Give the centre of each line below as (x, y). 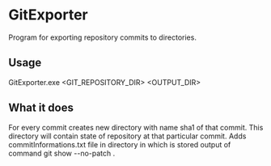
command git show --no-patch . (62, 153)
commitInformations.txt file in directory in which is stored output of (120, 144)
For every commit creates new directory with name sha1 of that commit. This (136, 127)
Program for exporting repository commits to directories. (102, 37)
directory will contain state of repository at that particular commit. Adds (127, 136)
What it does (41, 108)
